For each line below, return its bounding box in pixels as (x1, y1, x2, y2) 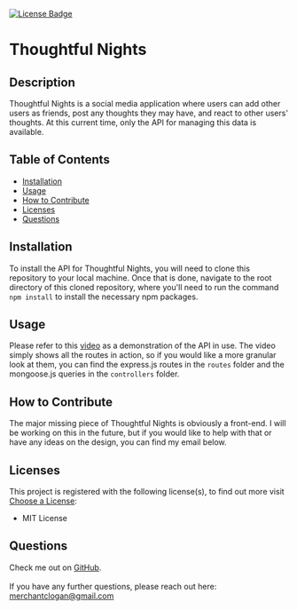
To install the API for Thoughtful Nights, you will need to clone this (9, 263, 251, 273)
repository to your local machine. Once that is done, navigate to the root (9, 272, 272, 283)
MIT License (21, 513, 68, 524)
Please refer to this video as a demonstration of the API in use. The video (9, 340, 277, 351)
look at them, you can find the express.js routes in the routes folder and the (9, 360, 285, 370)
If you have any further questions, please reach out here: (9, 581, 217, 591)
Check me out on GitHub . (9, 562, 102, 573)
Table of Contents (9, 152, 111, 168)
